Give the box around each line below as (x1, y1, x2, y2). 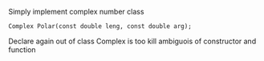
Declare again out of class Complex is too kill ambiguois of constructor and (8, 36, 257, 46)
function (8, 45, 36, 55)
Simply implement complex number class (8, 7, 144, 16)
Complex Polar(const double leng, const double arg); (8, 22, 193, 31)
